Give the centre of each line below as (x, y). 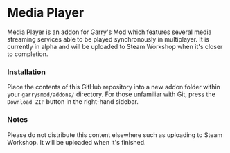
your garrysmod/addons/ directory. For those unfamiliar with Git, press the (112, 94)
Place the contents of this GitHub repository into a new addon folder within (114, 87)
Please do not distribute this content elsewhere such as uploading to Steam (115, 135)
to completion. (28, 54)
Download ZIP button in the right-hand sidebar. (73, 102)
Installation (27, 72)
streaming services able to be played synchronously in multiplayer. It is (108, 39)
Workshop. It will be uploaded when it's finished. (77, 142)
